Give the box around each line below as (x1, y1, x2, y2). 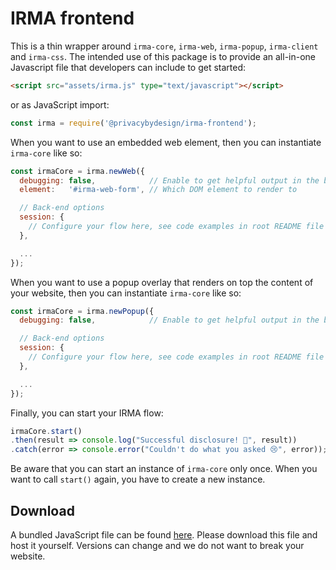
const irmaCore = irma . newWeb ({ (10, 166, 145, 176)
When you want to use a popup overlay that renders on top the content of (10, 276, 314, 288)
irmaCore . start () (10, 426, 83, 436)
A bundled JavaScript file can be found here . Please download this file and (10, 529, 318, 541)
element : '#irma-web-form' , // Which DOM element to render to (19, 185, 298, 195)
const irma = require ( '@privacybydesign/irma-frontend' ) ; (10, 118, 257, 128)
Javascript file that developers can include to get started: (10, 61, 247, 73)
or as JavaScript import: (10, 98, 110, 111)
